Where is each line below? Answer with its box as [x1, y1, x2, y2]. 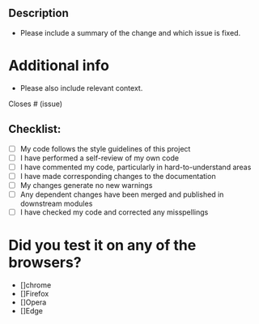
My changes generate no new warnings [19, 180, 153, 190]
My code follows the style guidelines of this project [19, 143, 191, 153]
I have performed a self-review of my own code [19, 153, 180, 163]
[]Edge [19, 305, 43, 315]
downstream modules [19, 198, 93, 208]
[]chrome [19, 279, 52, 290]
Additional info [8, 57, 109, 75]
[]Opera [19, 297, 47, 307]
